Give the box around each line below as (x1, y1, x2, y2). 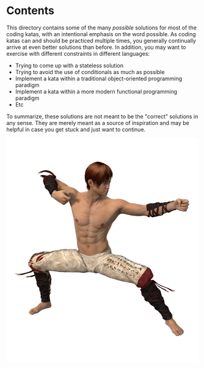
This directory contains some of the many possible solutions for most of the (6, 24, 197, 31)
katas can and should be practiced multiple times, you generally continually (6, 37, 197, 44)
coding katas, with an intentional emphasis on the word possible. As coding (6, 30, 197, 37)
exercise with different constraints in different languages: (6, 50, 150, 57)
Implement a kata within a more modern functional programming (15, 88, 177, 95)
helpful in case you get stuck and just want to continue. (6, 126, 146, 133)
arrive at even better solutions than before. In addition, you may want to (6, 43, 186, 51)
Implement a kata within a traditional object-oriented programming (15, 75, 183, 82)
